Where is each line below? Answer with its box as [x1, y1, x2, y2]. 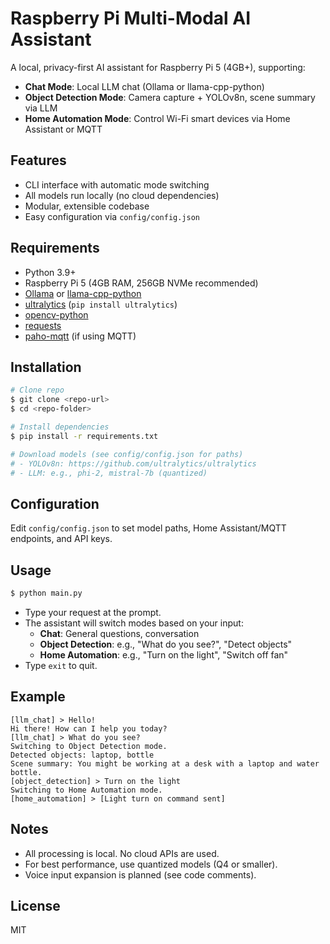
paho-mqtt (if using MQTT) [24, 330, 137, 342]
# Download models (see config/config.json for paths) [10, 449, 244, 459]
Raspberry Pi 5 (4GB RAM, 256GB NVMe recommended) [24, 277, 259, 289]
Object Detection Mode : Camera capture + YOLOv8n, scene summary [24, 91, 316, 103]
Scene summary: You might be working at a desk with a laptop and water [10, 758, 320, 769]
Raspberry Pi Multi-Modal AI [10, 7, 252, 30]
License [10, 897, 61, 914]
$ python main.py [10, 588, 83, 598]
